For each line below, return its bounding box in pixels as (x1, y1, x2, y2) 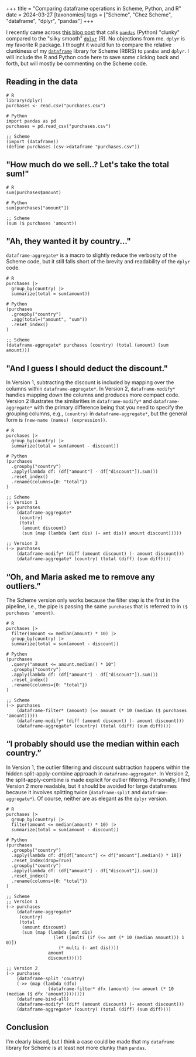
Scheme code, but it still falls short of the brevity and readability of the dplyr (6, 258, 191, 265)
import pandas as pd (6, 118, 57, 124)
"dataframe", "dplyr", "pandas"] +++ (6, 18, 94, 24)
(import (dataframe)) (6, 138, 59, 144)
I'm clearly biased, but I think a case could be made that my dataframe (6, 1038, 175, 1045)
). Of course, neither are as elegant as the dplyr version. (32, 795, 168, 802)
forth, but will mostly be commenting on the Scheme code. (6, 60, 147, 67)
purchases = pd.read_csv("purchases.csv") (6, 123, 111, 129)
